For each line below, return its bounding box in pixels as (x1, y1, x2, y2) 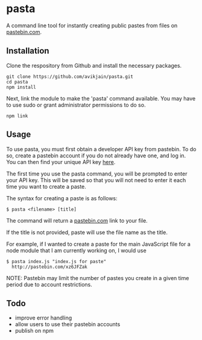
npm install (6, 84, 36, 90)
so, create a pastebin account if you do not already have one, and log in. (6, 152, 186, 159)
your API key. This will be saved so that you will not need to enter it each (6, 176, 186, 183)
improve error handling (14, 314, 72, 322)
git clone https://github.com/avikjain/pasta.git (6, 73, 134, 80)
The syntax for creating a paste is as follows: (6, 194, 118, 201)
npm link (6, 113, 28, 119)
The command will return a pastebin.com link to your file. (6, 217, 148, 224)
